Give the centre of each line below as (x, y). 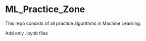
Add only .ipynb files (27, 33)
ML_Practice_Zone (45, 9)
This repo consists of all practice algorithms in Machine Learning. (73, 23)
